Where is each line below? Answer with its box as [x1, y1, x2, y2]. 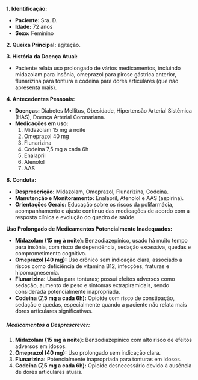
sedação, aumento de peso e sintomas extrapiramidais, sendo [14, 282, 170, 288]
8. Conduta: [6, 176, 37, 183]
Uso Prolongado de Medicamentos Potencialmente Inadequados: [6, 225, 173, 232]
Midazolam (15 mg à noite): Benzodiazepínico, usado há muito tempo [14, 237, 188, 244]
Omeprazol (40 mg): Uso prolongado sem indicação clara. [14, 349, 161, 356]
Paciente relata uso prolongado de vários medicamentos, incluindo [14, 64, 181, 72]
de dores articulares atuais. [14, 368, 83, 375]
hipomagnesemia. [14, 269, 60, 276]
